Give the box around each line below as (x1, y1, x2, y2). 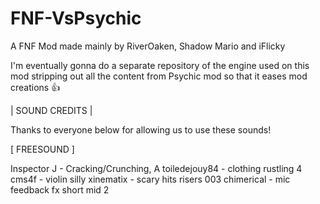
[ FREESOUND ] (10, 143, 75, 155)
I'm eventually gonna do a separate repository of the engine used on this (10, 59, 310, 71)
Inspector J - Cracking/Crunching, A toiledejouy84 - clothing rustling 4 (10, 162, 303, 174)
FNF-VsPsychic (10, 7, 142, 30)
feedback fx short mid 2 (10, 183, 110, 196)
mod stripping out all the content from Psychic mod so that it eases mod (10, 70, 308, 82)
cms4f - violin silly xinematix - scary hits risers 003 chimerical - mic (10, 173, 291, 185)
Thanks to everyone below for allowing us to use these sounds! (10, 123, 272, 136)
